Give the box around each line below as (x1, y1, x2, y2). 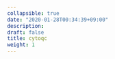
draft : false (7, 28, 44, 36)
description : (7, 22, 44, 29)
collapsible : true (7, 9, 60, 17)
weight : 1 (7, 41, 36, 48)
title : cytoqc (7, 35, 48, 42)
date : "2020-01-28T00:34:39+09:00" (7, 16, 109, 23)
